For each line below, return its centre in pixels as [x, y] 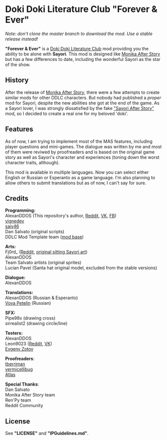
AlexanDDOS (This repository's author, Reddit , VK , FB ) [61, 216]
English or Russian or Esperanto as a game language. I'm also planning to [80, 177]
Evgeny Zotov [19, 349]
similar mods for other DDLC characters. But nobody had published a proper [83, 97]
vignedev [15, 221]
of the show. [18, 64]
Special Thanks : [22, 384]
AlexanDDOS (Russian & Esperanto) [42, 298]
